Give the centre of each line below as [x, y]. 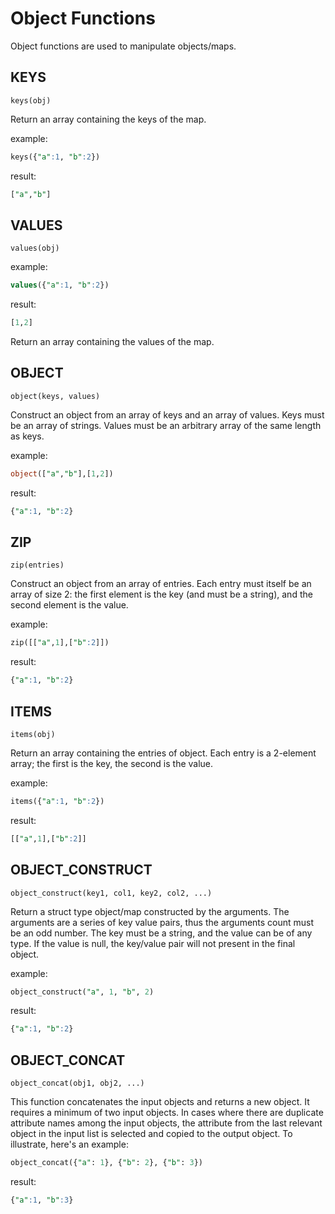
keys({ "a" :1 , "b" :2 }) [55, 157]
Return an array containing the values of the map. [112, 342]
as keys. [27, 436]
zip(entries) [37, 565]
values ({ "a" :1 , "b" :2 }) [60, 285]
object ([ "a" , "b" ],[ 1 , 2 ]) [62, 473]
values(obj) [35, 248]
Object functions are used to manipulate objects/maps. [123, 46]
